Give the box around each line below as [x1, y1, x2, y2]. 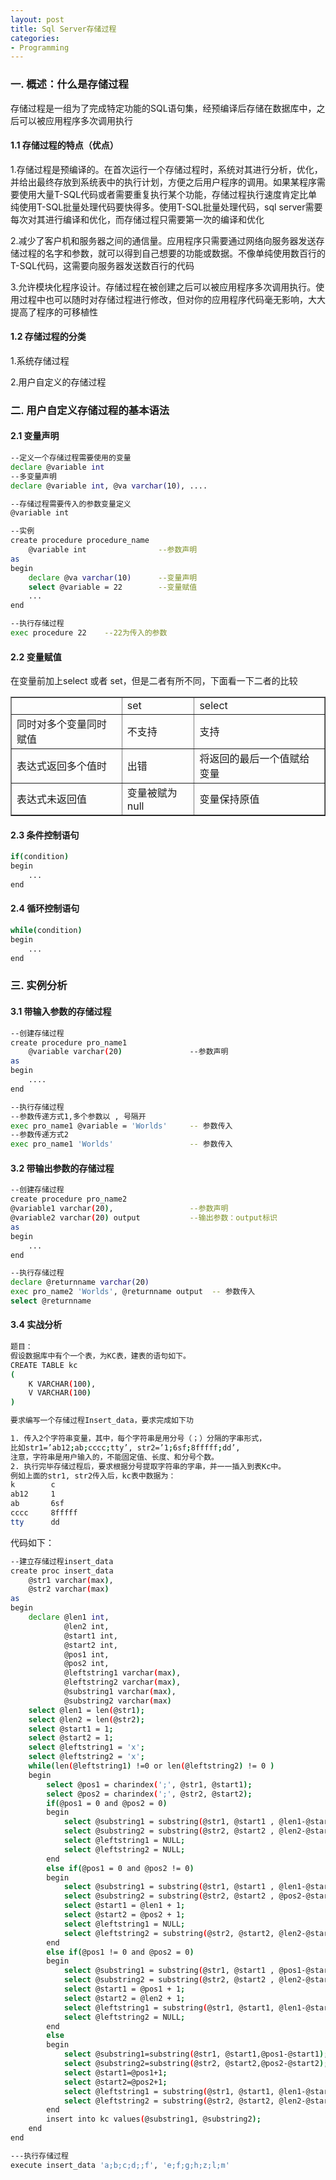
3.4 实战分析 [10, 1319, 63, 1331]
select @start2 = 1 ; [28, 1733, 114, 1743]
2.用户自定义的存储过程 [10, 376, 107, 388]
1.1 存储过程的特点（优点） [10, 139, 119, 151]
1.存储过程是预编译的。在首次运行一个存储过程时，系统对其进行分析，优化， [10, 163, 323, 175]
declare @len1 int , [28, 1612, 110, 1623]
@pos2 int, [63, 1659, 110, 1669]
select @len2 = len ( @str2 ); [28, 1714, 145, 1725]
